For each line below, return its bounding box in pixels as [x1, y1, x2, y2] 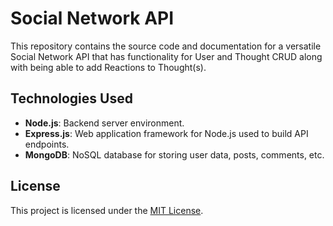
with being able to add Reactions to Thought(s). [10, 61, 207, 73]
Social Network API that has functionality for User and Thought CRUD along [10, 50, 323, 62]
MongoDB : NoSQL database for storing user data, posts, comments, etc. [24, 148, 325, 161]
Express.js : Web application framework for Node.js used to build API [24, 127, 309, 139]
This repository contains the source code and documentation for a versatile [10, 40, 322, 52]
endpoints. [24, 138, 70, 150]
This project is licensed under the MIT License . [10, 204, 204, 216]
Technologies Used [10, 90, 133, 107]
